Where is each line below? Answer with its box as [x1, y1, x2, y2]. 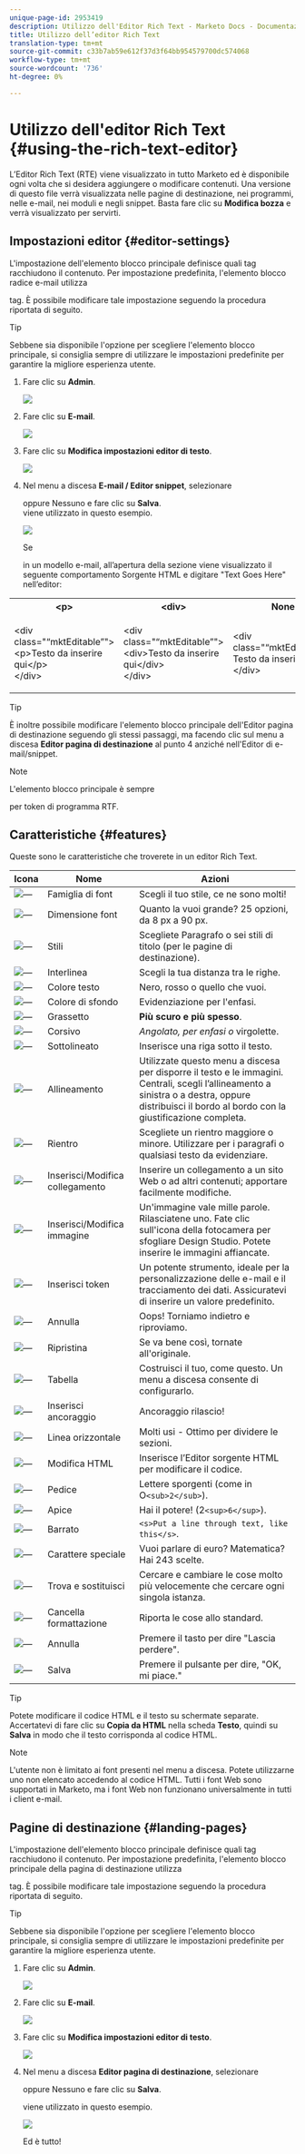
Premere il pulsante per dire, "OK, [139, 1658, 281, 1670]
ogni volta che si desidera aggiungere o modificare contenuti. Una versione [9, 178, 291, 189]
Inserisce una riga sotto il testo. [139, 1040, 272, 1053]
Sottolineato [46, 1040, 100, 1053]
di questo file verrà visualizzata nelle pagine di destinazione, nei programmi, [9, 188, 294, 199]
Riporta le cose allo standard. [139, 1611, 263, 1624]
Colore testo [46, 981, 100, 994]
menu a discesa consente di [139, 1374, 259, 1386]
